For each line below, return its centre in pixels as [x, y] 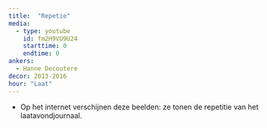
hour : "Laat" [30, 83]
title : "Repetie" [39, 16]
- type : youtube [43, 31]
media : [19, 23]
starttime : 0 [45, 46]
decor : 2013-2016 [38, 76]
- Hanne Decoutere [47, 69]
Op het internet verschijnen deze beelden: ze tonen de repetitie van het [139, 107]
